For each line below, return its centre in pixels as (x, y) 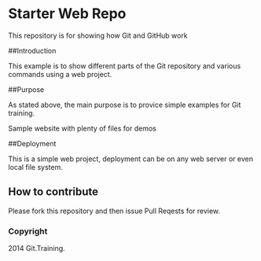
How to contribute (53, 192)
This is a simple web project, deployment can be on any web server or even (131, 159)
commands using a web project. (60, 74)
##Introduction (32, 50)
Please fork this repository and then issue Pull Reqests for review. (114, 211)
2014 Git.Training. (37, 248)
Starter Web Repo (67, 14)
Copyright (28, 231)
